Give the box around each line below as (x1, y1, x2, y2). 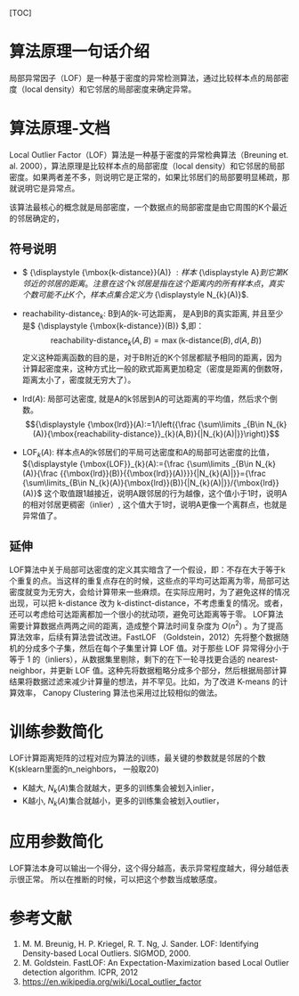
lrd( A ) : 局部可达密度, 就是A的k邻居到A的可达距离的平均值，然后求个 (21, 394, 270, 404)
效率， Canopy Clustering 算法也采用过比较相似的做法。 (16, 687, 222, 698)
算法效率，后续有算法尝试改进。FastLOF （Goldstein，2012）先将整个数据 (9, 632, 282, 642)
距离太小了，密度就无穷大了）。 (21, 374, 136, 386)
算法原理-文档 (9, 118, 111, 139)
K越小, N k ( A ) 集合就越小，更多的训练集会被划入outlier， (21, 796, 224, 809)
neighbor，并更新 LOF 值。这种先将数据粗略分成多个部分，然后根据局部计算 (9, 665, 287, 675)
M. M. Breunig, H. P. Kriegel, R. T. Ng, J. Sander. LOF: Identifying (21, 938, 260, 949)
